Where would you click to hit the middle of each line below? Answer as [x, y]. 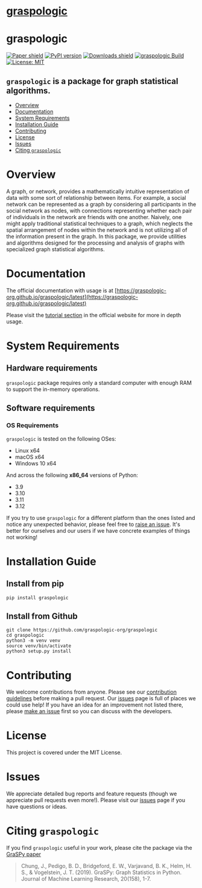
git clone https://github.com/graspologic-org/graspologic [82, 630]
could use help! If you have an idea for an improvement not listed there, [95, 705]
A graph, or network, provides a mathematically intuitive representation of [98, 191]
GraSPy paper [24, 854]
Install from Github [42, 616]
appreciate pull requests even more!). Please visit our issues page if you [96, 800]
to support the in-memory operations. [53, 389]
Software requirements [51, 408]
